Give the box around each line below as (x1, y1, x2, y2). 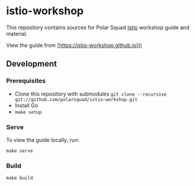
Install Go (14, 102, 39, 109)
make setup (14, 109, 42, 115)
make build (6, 175, 33, 181)
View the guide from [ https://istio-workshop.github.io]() (6, 42, 143, 49)
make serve (6, 147, 33, 154)
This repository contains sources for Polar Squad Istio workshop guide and (6, 24, 190, 31)
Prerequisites (6, 77, 46, 85)
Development (6, 59, 58, 69)
